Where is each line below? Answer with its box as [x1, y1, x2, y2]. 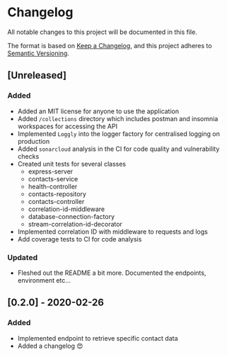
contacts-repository [28, 189, 87, 198]
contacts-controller [28, 197, 85, 205]
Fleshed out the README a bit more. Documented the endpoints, [17, 268, 206, 277]
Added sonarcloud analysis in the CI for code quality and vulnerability [17, 144, 220, 153]
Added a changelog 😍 [17, 341, 83, 350]
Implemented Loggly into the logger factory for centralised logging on [17, 129, 221, 138]
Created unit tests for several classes [17, 159, 127, 168]
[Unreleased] [7, 69, 67, 81]
